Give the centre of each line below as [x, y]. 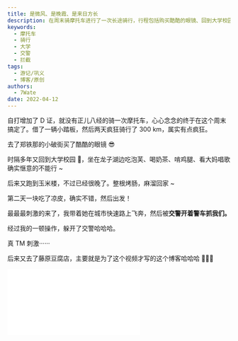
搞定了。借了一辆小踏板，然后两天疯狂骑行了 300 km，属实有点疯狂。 [109, 129]
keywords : [22, 27]
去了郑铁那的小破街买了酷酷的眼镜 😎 [61, 144]
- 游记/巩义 [29, 73]
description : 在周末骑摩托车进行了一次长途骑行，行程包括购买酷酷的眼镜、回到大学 [115, 21]
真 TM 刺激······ [29, 243]
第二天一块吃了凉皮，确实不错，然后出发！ [69, 198]
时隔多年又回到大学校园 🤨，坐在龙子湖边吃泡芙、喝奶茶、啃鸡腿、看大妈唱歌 [119, 159]
